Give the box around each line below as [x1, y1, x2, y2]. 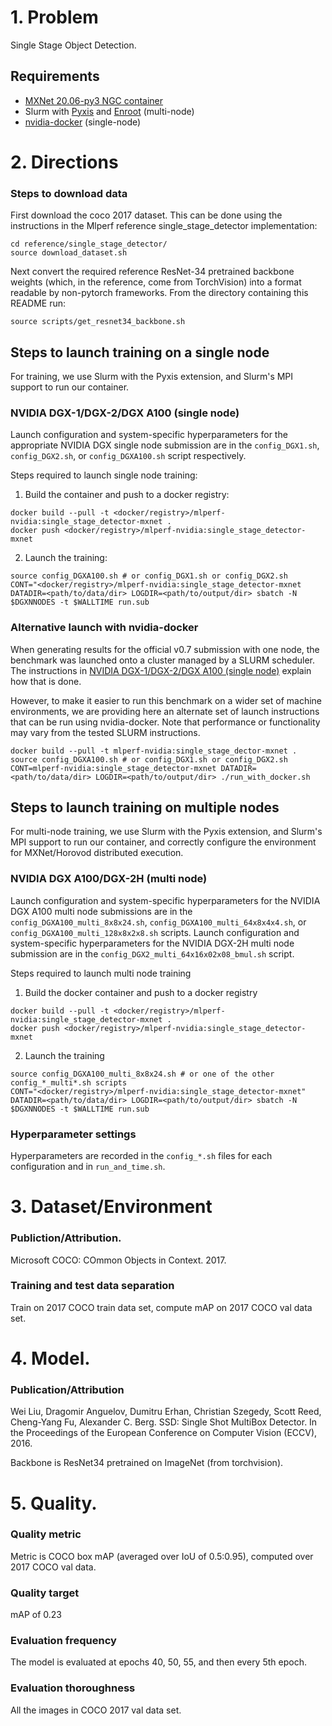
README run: [10, 297, 67, 310]
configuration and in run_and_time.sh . [10, 1161, 166, 1173]
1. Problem [10, 6, 99, 29]
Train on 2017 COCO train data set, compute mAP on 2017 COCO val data [10, 1301, 313, 1313]
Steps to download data [10, 186, 128, 200]
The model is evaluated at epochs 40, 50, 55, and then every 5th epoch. [10, 1656, 307, 1668]
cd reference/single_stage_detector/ [10, 239, 168, 250]
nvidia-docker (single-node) [24, 116, 142, 128]
